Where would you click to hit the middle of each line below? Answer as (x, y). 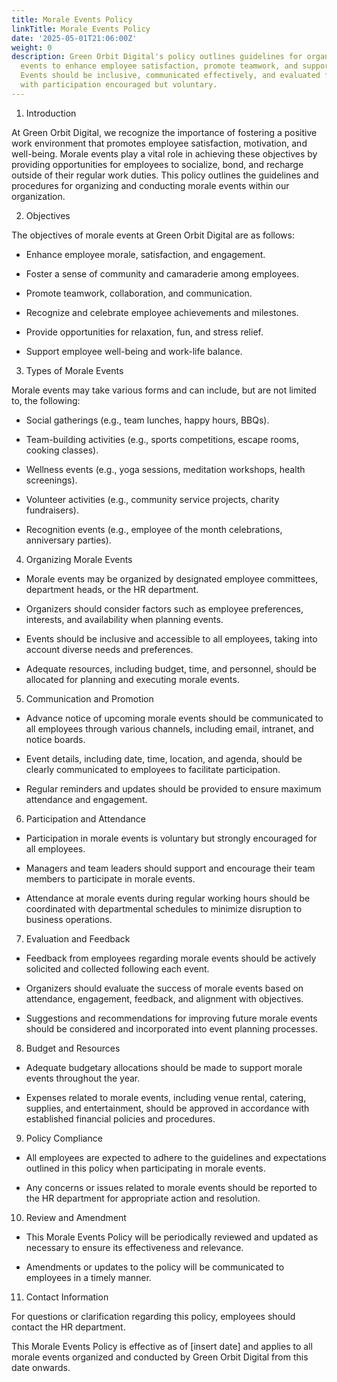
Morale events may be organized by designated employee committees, (172, 578)
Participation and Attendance (85, 818)
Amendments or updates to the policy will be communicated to (155, 1267)
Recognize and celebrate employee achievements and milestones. (162, 312)
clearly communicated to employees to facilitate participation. (153, 769)
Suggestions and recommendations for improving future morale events (171, 1018)
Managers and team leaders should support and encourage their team (170, 868)
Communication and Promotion (89, 698)
